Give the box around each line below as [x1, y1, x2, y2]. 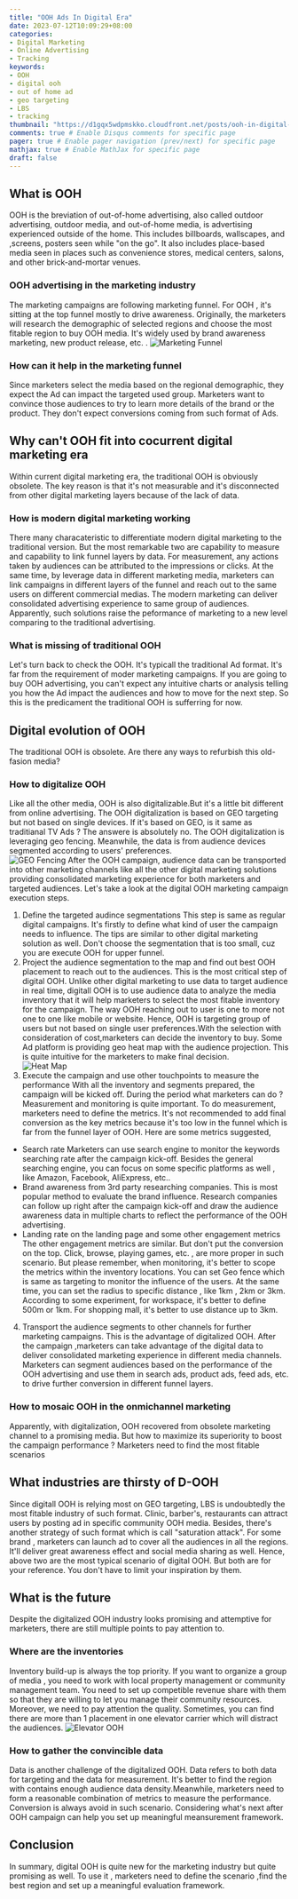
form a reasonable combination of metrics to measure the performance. [9, 1792, 272, 1803]
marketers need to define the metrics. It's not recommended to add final [21, 1108, 286, 1119]
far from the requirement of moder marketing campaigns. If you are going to [9, 669, 287, 679]
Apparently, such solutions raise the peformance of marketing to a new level [9, 608, 288, 618]
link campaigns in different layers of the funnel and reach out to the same [9, 579, 278, 591]
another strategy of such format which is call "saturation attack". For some [9, 1527, 282, 1537]
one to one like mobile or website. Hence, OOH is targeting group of [21, 1013, 271, 1024]
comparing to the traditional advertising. [9, 617, 156, 628]
